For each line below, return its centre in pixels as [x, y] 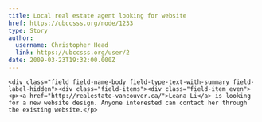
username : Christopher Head [62, 45]
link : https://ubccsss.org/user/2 [72, 53]
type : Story [28, 30]
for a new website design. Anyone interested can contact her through [128, 103]
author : [21, 38]
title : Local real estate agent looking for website [98, 16]
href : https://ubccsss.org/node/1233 [71, 23]
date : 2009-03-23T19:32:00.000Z [62, 61]
